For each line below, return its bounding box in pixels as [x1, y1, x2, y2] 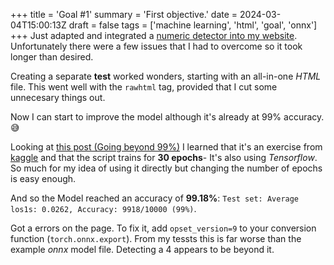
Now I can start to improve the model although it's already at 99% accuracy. [10, 111, 325, 123]
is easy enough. [10, 173, 77, 184]
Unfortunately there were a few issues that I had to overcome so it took [10, 40, 303, 52]
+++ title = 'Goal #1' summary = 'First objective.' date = [10, 9, 238, 20]
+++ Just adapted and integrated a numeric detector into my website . [10, 30, 298, 41]
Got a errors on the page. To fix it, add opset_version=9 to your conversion [10, 222, 317, 234]
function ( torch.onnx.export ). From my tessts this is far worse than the [10, 233, 302, 244]
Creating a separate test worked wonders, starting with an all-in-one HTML [10, 70, 322, 82]
